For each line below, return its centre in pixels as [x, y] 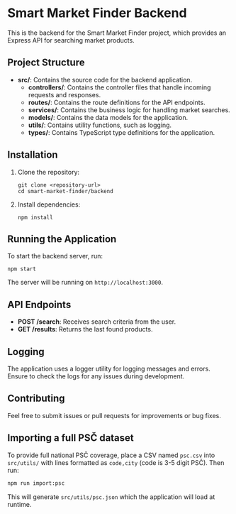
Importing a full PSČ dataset [71, 438]
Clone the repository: [49, 172]
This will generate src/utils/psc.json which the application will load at [111, 497]
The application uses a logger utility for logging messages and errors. [109, 368]
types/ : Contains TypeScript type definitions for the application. [122, 132]
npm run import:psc [36, 483]
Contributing [36, 399]
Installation [33, 155]
